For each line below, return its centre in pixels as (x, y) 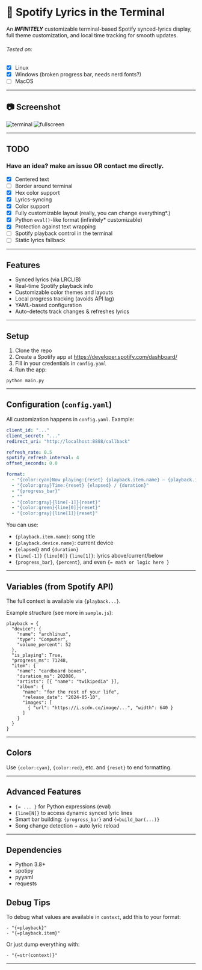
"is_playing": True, (37, 655)
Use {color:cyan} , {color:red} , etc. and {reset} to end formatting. (89, 767)
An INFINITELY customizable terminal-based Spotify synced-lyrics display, (99, 29)
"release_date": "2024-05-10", (61, 697)
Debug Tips (28, 902)
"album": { (31, 687)
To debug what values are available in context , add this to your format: (94, 917)
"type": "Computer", (43, 639)
